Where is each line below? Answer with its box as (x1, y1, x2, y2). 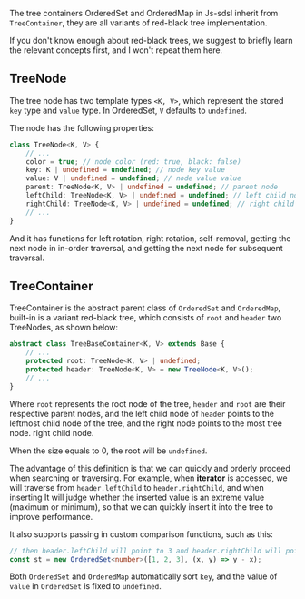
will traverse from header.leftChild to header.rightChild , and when (9, 482, 265, 492)
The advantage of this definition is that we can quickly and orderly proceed (9, 462, 290, 473)
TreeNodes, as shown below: (9, 322, 119, 333)
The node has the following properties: (9, 122, 154, 133)
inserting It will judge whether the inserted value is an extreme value (9, 492, 265, 503)
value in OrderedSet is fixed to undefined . (9, 581, 162, 592)
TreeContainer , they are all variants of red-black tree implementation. (9, 17, 268, 28)
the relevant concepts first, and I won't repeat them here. (9, 45, 223, 56)
